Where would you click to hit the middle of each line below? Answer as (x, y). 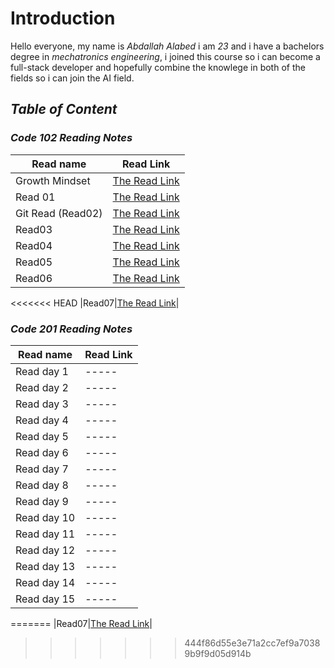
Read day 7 (42, 469)
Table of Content (64, 109)
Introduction (63, 18)
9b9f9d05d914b (218, 653)
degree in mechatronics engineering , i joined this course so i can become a (165, 56)
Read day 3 (42, 404)
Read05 (34, 262)
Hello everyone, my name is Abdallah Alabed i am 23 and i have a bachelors (167, 46)
